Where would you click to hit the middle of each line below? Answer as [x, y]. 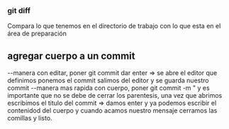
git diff [19, 11]
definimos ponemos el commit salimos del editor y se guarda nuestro [108, 81]
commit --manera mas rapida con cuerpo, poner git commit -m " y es [109, 88]
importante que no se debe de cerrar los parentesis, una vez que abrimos [115, 96]
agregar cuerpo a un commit [71, 56]
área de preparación [37, 33]
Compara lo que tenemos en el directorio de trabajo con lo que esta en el [114, 26]
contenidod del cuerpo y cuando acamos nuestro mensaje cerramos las [112, 111]
